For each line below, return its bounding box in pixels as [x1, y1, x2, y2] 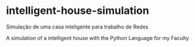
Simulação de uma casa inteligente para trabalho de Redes [6, 23, 149, 30]
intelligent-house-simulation [6, 4, 150, 17]
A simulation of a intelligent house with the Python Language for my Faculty [6, 34, 189, 41]
